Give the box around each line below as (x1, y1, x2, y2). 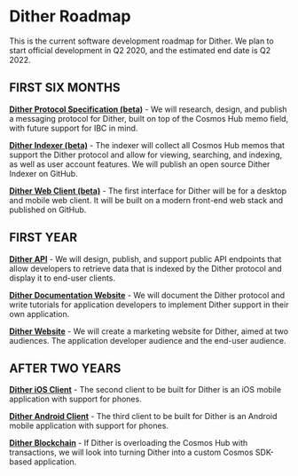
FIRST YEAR (9, 230, 78, 245)
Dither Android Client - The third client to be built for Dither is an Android (9, 411, 278, 422)
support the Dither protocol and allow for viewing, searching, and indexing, (9, 149, 283, 160)
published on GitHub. (9, 204, 87, 215)
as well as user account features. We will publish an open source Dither (9, 158, 271, 170)
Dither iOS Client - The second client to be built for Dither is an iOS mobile (9, 385, 282, 395)
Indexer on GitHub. (9, 168, 78, 178)
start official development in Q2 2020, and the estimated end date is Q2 (9, 44, 271, 55)
